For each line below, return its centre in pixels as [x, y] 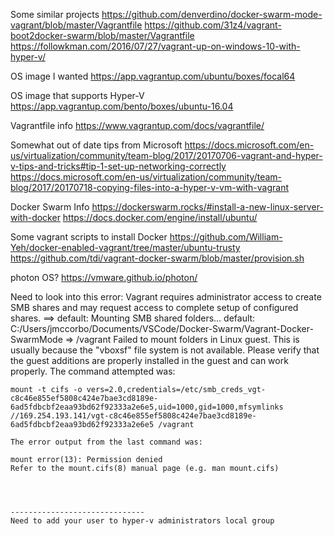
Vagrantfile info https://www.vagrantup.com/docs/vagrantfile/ [137, 125]
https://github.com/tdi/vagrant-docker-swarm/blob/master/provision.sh [157, 258]
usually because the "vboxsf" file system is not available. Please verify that [165, 350]
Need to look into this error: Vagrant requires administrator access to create [166, 297]
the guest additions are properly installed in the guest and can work [149, 360]
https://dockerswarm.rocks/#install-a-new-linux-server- [207, 207]
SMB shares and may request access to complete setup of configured [154, 307]
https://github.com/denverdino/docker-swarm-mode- [212, 14]
